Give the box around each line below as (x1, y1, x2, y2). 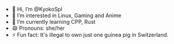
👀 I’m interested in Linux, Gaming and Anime (11, 12, 122, 19)
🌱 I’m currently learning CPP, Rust (11, 18, 96, 25)
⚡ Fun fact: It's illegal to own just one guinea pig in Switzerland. (11, 32, 169, 38)
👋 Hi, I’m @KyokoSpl (11, 6, 63, 12)
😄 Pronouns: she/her (11, 24, 65, 32)
